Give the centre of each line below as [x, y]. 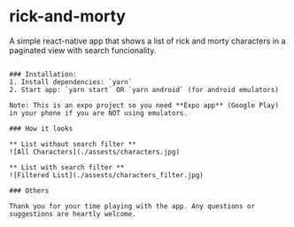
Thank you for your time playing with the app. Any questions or [132, 206]
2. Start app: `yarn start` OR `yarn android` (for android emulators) [144, 90]
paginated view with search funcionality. [83, 50]
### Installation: [43, 74]
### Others [29, 191]
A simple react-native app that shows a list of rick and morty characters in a [147, 41]
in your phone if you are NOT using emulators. [99, 113]
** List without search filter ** [73, 144]
